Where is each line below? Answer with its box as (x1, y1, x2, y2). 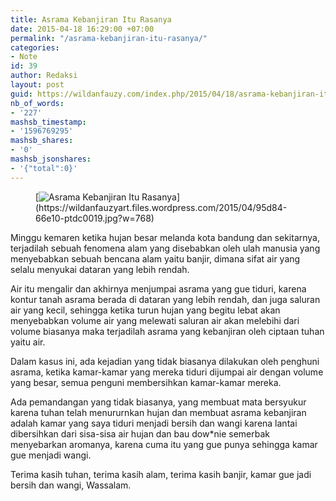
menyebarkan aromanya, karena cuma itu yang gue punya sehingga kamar (10, 438, 318, 450)
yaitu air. (10, 336, 46, 348)
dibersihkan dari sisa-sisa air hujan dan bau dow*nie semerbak (10, 427, 270, 440)
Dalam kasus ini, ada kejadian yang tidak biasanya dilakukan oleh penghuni (10, 355, 320, 367)
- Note (10, 52, 38, 62)
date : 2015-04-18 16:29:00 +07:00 (10, 24, 155, 34)
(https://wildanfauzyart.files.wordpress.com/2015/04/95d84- (35, 201, 288, 213)
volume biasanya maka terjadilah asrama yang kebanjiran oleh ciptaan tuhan (10, 325, 325, 337)
